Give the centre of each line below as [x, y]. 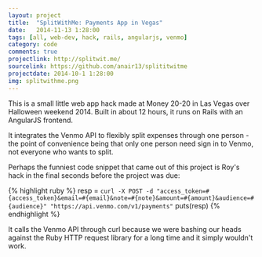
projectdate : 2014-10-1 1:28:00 [61, 74]
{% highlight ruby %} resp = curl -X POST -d [81, 190]
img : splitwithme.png [44, 81]
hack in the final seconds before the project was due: [94, 175]
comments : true [33, 52]
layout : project [35, 15]
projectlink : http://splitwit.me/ [65, 60]
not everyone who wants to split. [61, 152]
